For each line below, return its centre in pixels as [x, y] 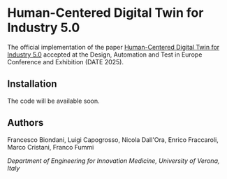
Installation [32, 84]
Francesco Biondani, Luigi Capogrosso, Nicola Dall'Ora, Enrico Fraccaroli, [113, 139]
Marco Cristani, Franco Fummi [51, 147]
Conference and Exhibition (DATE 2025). [66, 62]
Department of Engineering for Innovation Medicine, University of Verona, [113, 160]
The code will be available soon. [53, 101]
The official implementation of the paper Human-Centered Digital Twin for [113, 47]
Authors [25, 123]
